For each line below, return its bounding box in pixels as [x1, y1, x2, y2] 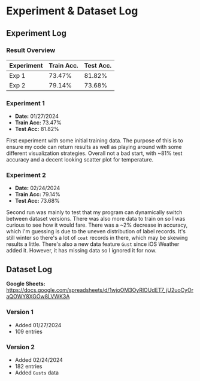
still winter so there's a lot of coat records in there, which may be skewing [6, 234, 188, 242]
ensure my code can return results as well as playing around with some [6, 144, 182, 151]
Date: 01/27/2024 [14, 112, 59, 120]
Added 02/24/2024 [14, 356, 63, 363]
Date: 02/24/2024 [14, 184, 60, 192]
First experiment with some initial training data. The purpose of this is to [6, 137, 184, 144]
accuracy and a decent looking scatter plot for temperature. [6, 156, 154, 163]
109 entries [14, 328, 43, 335]
